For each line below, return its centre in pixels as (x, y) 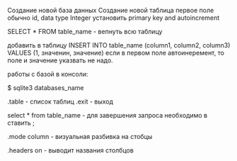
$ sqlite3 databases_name (46, 88)
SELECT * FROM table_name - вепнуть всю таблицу (85, 32)
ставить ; (21, 123)
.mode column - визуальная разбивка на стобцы (80, 137)
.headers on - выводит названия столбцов (71, 150)
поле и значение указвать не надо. (60, 60)
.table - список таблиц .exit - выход (60, 101)
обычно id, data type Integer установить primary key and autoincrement (114, 18)
